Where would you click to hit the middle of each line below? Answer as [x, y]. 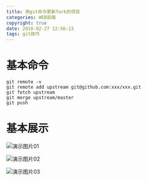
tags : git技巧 [23, 34]
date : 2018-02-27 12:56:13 [40, 28]
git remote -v [24, 82]
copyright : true [27, 23]
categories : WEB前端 [31, 17]
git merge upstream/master [40, 98]
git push [17, 103]
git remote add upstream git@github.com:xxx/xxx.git [74, 88]
